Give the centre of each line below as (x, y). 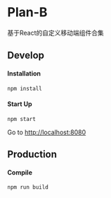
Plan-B (27, 12)
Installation (24, 73)
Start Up (20, 104)
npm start (22, 119)
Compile (20, 172)
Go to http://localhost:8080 (47, 132)
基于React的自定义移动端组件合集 (55, 33)
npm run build (28, 187)
